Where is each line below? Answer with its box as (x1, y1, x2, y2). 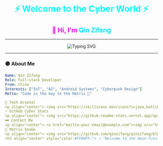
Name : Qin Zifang (5, 73, 40, 78)
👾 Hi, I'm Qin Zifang (51, 26, 112, 34)
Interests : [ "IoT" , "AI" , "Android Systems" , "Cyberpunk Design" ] (5, 86, 142, 92)
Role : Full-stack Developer (5, 78, 62, 82)
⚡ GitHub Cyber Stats (5, 109, 49, 114)
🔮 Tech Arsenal (5, 100, 36, 105)
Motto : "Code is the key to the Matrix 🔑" (5, 91, 92, 96)
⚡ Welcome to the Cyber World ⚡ (14, 3, 149, 15)
